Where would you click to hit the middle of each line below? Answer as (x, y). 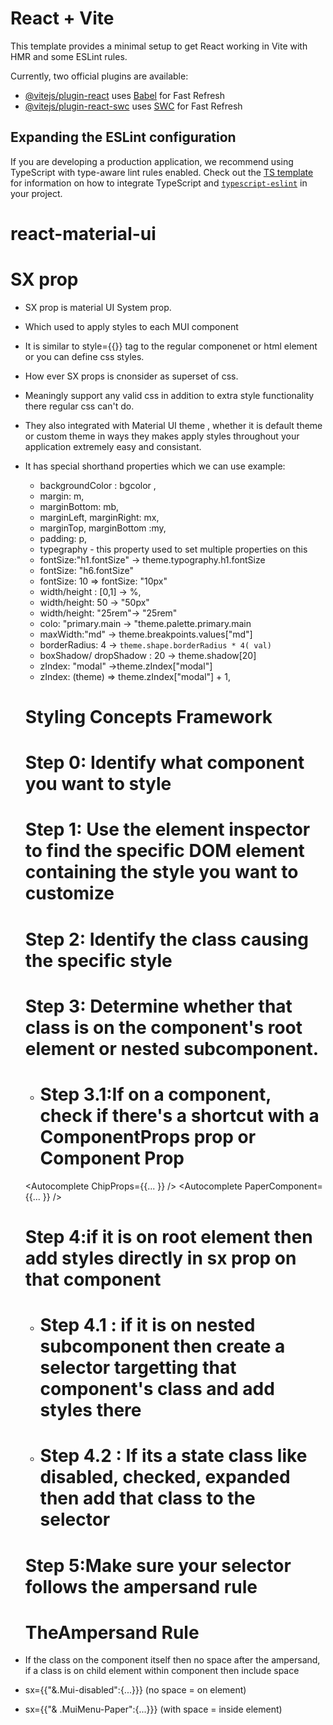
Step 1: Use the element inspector (167, 829)
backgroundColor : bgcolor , (98, 485)
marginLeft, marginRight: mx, (99, 517)
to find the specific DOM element (164, 851)
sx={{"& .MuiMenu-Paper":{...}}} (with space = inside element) (153, 1709)
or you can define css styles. (84, 356)
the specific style (98, 960)
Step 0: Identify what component (164, 763)
